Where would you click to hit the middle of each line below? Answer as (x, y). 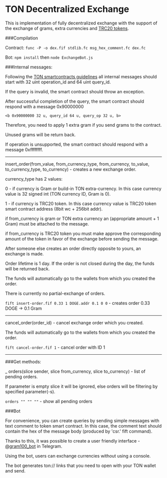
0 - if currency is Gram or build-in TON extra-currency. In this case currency (83, 189)
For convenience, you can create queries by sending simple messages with (82, 421)
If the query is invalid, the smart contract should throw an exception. (75, 91)
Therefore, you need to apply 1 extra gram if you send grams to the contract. (83, 125)
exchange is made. (24, 253)
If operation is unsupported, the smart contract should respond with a (77, 144)
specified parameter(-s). (30, 391)
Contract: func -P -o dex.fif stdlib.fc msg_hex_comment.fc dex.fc (75, 47)
